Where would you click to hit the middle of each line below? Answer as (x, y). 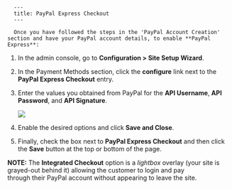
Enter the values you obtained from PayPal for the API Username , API (120, 93)
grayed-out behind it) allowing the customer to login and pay (96, 170)
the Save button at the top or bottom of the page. (89, 149)
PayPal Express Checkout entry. (65, 79)
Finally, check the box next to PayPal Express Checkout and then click (121, 141)
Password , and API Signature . (62, 101)
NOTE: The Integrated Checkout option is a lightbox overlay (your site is (114, 163)
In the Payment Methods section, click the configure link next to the (117, 71)
